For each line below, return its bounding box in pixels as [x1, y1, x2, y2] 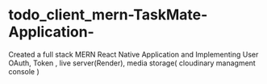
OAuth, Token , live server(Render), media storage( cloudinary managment [8, 58, 256, 68]
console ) [8, 66, 40, 76]
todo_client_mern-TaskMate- [8, 6, 208, 24]
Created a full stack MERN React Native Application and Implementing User [8, 49, 259, 59]
